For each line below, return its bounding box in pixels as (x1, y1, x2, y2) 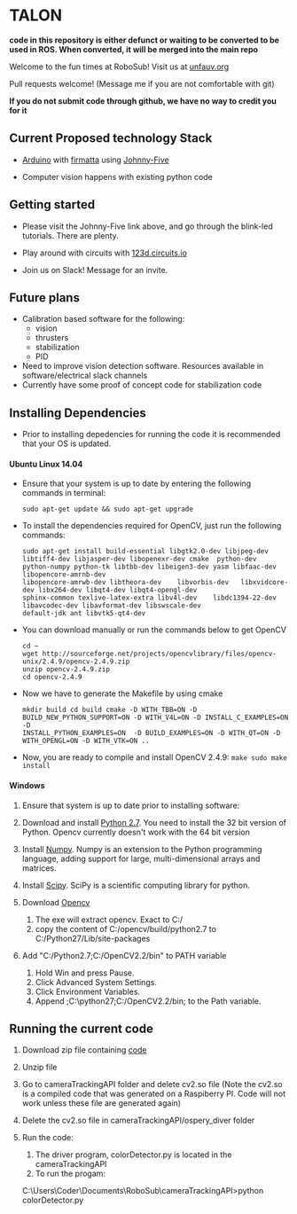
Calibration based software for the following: (21, 314, 185, 325)
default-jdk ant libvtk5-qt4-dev (21, 609, 146, 618)
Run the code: (21, 1132, 74, 1143)
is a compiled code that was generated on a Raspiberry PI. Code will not (21, 1088, 286, 1100)
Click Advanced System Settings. (35, 976, 158, 987)
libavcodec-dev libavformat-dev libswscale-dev (21, 601, 201, 610)
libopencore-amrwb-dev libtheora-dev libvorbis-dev (21, 578, 230, 587)
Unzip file (21, 1061, 58, 1073)
